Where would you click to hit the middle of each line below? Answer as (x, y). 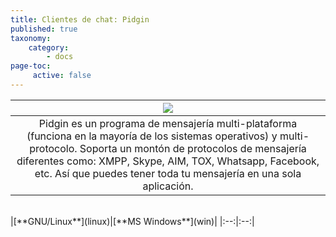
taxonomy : (31, 38)
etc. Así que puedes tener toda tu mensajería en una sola (168, 173)
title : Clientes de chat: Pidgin (80, 19)
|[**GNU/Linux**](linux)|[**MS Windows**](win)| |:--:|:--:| (132, 221)
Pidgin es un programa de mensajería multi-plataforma (168, 123)
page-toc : (31, 66)
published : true (44, 29)
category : (49, 47)
